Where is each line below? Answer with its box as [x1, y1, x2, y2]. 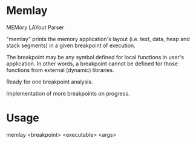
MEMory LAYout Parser [6, 24, 65, 31]
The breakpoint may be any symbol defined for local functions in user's [6, 53, 185, 61]
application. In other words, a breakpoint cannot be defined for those [6, 60, 178, 67]
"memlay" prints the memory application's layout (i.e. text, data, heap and [6, 35, 191, 42]
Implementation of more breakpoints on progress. [6, 90, 130, 97]
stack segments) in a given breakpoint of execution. [6, 42, 136, 49]
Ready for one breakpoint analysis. [6, 78, 93, 85]
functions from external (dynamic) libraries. [6, 66, 114, 73]
